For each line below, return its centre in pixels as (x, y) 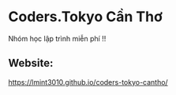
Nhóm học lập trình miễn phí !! (57, 38)
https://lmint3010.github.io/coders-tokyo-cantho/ (88, 82)
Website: (31, 63)
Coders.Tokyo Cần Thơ (86, 17)
